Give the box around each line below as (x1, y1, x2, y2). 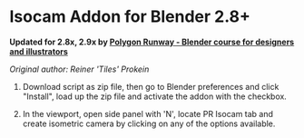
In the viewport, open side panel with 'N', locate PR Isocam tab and (22, 108, 274, 119)
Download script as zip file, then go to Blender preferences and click (22, 81, 279, 92)
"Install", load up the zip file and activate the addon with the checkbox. (22, 91, 288, 102)
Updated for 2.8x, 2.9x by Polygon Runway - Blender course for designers (9, 36, 295, 47)
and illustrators (9, 45, 68, 56)
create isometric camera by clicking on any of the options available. (22, 118, 276, 129)
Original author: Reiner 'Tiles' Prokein (9, 64, 150, 74)
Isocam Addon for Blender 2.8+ (9, 6, 251, 27)
